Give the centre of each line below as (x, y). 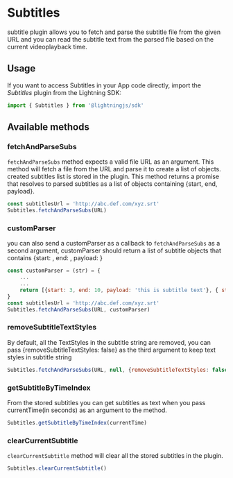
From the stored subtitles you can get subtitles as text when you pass (106, 402)
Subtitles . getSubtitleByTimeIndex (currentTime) (77, 422)
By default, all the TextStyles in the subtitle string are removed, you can (109, 342)
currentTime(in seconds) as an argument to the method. (87, 410)
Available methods (49, 127)
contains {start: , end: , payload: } (55, 258)
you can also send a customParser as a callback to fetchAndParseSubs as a (114, 244)
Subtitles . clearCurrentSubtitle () (57, 469)
